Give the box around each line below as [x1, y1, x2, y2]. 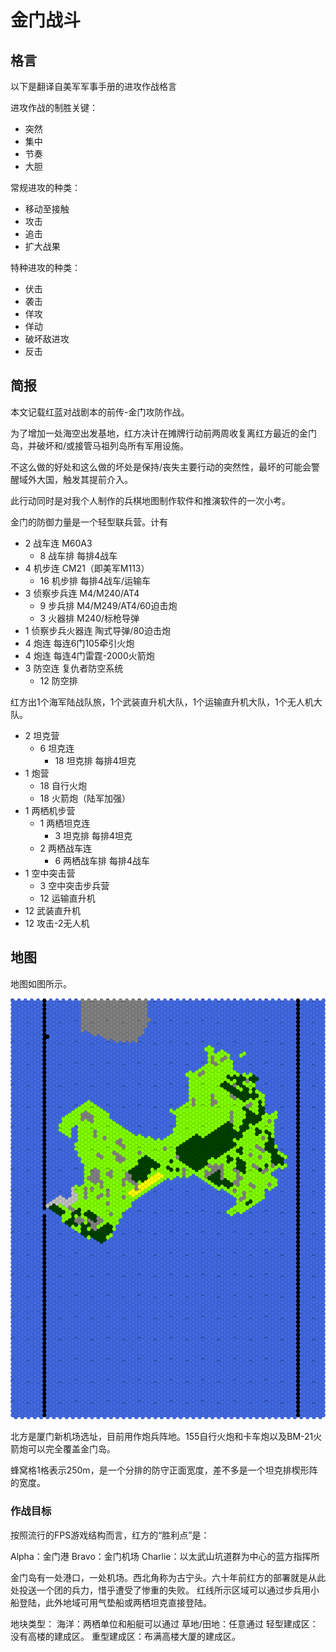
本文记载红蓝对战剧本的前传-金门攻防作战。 [10, 406, 190, 418]
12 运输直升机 [39, 892, 96, 904]
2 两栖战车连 [39, 842, 93, 854]
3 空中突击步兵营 [39, 879, 110, 891]
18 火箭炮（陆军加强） [39, 792, 131, 804]
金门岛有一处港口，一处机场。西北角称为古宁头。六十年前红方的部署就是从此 [10, 1571, 326, 1583]
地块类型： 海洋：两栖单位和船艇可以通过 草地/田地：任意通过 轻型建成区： [10, 1617, 319, 1630]
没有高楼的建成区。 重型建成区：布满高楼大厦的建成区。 [10, 1630, 241, 1642]
